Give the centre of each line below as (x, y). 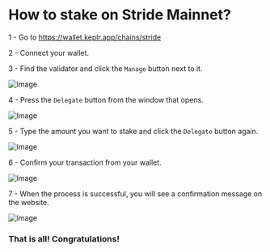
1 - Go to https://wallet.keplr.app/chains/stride (85, 37)
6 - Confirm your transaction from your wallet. (85, 162)
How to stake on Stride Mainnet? (120, 15)
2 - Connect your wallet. (49, 52)
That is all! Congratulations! (64, 238)
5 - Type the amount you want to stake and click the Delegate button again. (133, 131)
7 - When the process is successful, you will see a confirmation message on (135, 193)
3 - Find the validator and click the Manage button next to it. (105, 68)
